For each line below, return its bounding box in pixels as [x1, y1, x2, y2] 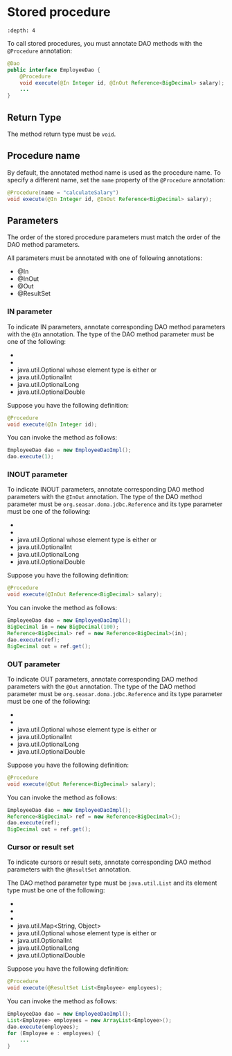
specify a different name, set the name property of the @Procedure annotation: [7, 175, 225, 184]
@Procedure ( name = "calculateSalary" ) [7, 189, 119, 196]
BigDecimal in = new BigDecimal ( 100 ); [7, 623, 119, 631]
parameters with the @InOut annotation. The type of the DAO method [7, 493, 202, 501]
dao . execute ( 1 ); [7, 453, 54, 460]
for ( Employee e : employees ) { [7, 1030, 100, 1037]
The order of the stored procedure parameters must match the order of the [7, 233, 221, 241]
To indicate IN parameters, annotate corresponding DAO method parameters [7, 322, 226, 331]
